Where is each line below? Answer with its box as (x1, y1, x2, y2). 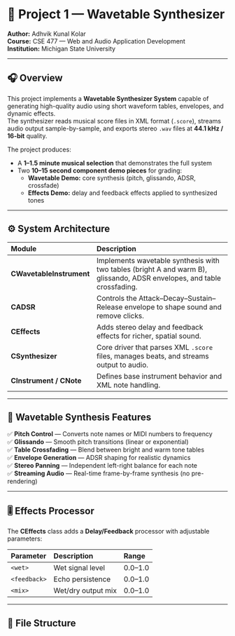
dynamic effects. (7, 109, 56, 118)
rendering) (7, 477, 38, 486)
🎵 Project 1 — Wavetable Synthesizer (7, 6, 225, 22)
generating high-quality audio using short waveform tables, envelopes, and (7, 102, 224, 110)
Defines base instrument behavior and (97, 371, 222, 381)
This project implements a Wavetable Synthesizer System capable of (7, 94, 209, 102)
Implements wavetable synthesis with (97, 255, 220, 265)
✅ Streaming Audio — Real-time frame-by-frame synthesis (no (7, 469, 190, 478)
